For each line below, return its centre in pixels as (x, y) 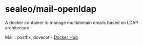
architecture (17, 27)
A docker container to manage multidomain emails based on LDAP (71, 22)
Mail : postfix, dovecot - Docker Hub (41, 37)
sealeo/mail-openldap (51, 9)
